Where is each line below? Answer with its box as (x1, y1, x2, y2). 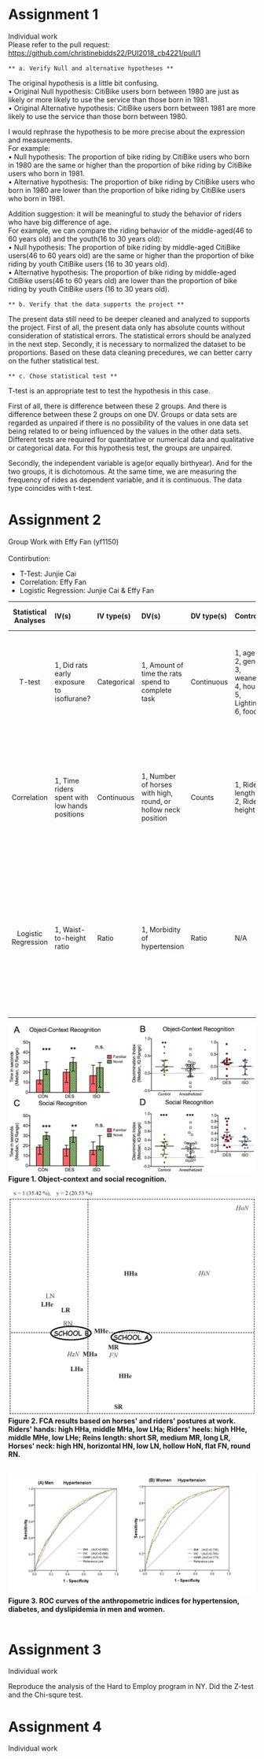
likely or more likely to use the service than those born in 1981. (8, 94, 210, 104)
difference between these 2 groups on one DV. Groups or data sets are (8, 409, 237, 419)
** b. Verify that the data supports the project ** (8, 301, 185, 308)
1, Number (141, 772, 176, 781)
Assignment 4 (8, 1717, 102, 1735)
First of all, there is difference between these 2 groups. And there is (8, 401, 227, 411)
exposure (54, 677, 85, 687)
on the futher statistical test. (8, 356, 100, 365)
